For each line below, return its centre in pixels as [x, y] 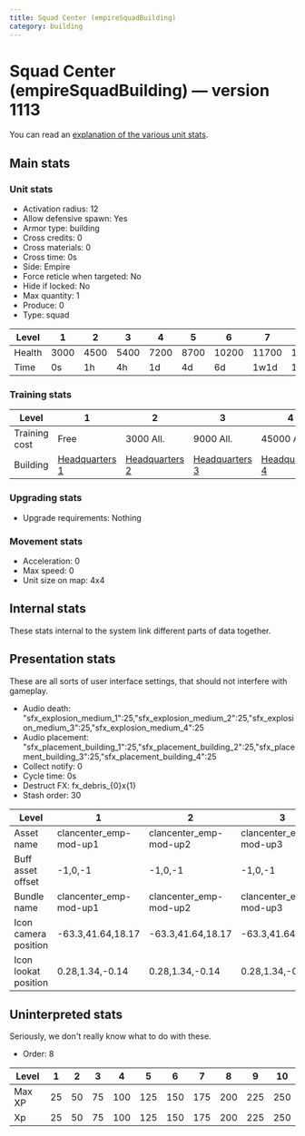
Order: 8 [38, 1054]
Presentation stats [63, 659]
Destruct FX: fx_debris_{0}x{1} [79, 785]
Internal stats [48, 609]
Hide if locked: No [56, 286]
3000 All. [145, 439]
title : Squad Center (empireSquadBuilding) [93, 18]
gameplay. [29, 690]
